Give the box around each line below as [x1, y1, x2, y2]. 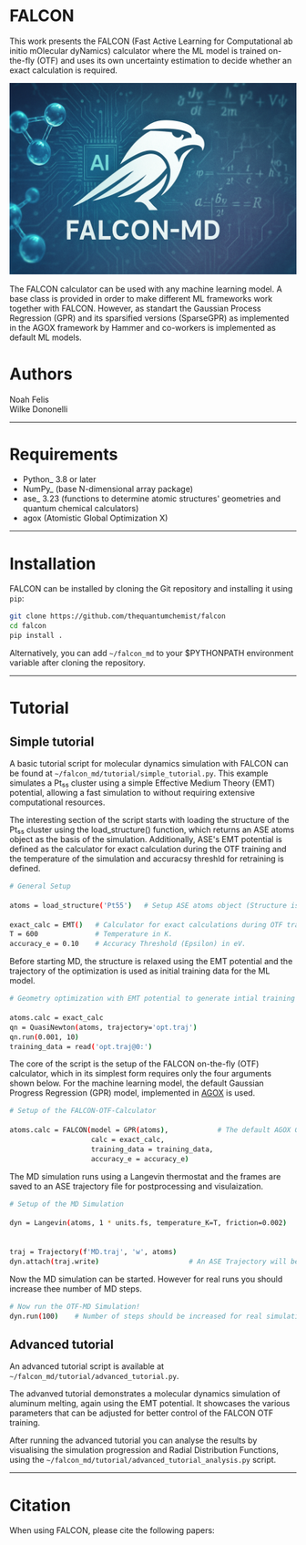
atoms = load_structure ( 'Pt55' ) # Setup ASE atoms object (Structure [9, 901, 287, 910]
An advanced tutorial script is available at [9, 1361, 165, 1372]
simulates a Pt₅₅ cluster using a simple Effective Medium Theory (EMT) [9, 778, 276, 788]
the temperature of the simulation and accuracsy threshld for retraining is [9, 853, 284, 864]
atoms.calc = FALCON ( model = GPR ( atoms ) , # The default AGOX [9, 1126, 291, 1135]
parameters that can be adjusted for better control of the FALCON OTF [9, 1407, 274, 1418]
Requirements [9, 444, 118, 465]
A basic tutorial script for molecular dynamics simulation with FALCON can [9, 758, 289, 769]
